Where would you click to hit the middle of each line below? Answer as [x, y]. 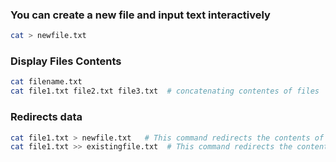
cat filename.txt [46, 82]
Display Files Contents [66, 61]
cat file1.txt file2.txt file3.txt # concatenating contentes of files [165, 91]
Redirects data [46, 117]
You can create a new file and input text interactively [140, 15]
